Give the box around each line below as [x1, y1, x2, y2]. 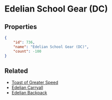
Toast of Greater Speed [11, 80, 58, 86]
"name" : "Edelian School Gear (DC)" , [13, 44, 89, 49]
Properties [4, 23, 37, 31]
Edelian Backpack [11, 90, 47, 96]
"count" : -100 [13, 49, 42, 54]
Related [4, 67, 28, 75]
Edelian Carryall [11, 85, 43, 90]
